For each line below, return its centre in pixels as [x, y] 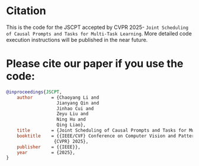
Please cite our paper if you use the [95, 64]
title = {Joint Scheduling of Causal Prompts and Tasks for [102, 131]
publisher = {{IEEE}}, [49, 147]
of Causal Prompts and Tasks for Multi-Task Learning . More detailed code [99, 33]
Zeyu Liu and [73, 114]
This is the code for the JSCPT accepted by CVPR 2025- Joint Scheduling [97, 27]
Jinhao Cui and [75, 108]
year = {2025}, [46, 152]
